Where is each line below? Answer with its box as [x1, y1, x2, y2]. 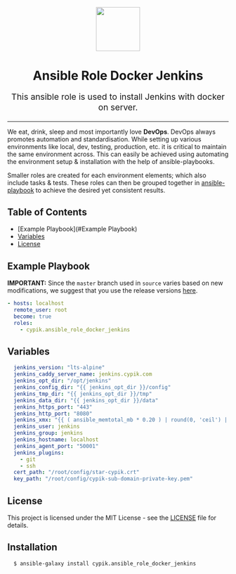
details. [7, 521, 29, 529]
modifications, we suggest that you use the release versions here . [7, 286, 198, 295]
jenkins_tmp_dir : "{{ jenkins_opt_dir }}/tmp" [13, 390, 152, 397]
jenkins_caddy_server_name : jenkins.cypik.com [13, 371, 152, 378]
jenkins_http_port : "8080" [13, 410, 93, 417]
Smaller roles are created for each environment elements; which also [7, 171, 206, 179]
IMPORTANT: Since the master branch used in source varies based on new [7, 279, 223, 288]
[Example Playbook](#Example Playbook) [17, 225, 138, 234]
